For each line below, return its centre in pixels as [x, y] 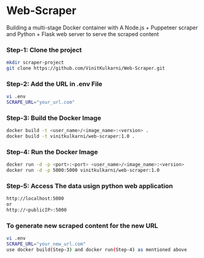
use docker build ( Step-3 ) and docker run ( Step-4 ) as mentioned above [97, 250]
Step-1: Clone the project [44, 50]
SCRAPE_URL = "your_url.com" [41, 102]
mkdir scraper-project [35, 63]
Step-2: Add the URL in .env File [54, 84]
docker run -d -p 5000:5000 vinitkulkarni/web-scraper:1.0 [83, 171]
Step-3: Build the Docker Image [54, 118]
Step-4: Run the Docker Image [52, 152]
